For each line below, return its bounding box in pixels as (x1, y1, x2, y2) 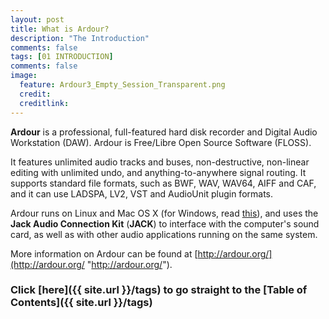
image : (10, 71, 38, 81)
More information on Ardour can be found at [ (10, 247, 198, 260)
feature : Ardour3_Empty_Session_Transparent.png (19, 80, 226, 90)
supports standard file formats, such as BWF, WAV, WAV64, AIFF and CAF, (10, 177, 317, 189)
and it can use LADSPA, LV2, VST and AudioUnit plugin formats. (10, 187, 274, 200)
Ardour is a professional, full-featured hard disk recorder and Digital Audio (10, 126, 318, 138)
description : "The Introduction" (10, 33, 150, 43)
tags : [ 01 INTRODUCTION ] (10, 52, 114, 62)
